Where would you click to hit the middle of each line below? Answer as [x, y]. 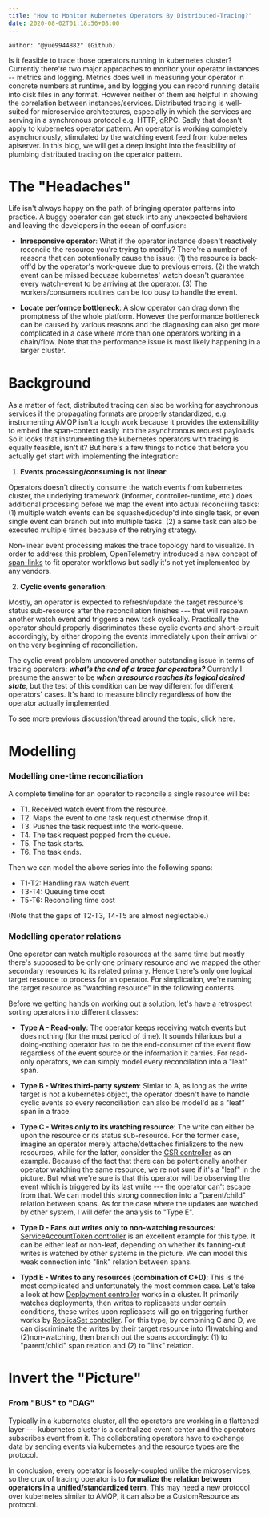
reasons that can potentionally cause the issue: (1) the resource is [128, 258]
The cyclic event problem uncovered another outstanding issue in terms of [131, 661]
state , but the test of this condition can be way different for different [121, 686]
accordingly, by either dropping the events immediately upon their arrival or [133, 636]
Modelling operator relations [65, 936]
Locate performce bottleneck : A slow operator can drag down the [130, 308]
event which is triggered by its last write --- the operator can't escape [135, 1187]
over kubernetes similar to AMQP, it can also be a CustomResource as [124, 1496]
